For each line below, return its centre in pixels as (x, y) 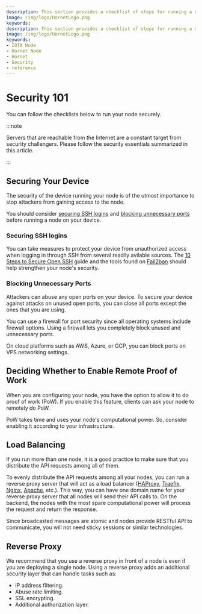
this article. (20, 151)
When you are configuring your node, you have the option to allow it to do (98, 395)
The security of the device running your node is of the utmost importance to (100, 196)
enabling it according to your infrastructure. (60, 426)
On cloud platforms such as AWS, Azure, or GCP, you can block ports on (96, 346)
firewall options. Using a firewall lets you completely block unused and (93, 327)
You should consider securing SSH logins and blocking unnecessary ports (98, 214)
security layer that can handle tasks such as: (62, 574)
